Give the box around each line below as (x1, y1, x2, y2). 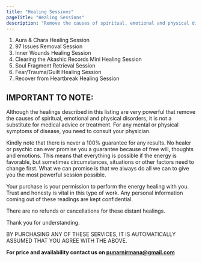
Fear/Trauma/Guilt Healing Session (14, 69, 102, 76)
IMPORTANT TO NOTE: (6, 92, 94, 102)
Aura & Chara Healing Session (14, 37, 90, 44)
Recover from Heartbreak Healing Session (14, 75, 120, 82)
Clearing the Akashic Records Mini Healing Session (14, 55, 142, 63)
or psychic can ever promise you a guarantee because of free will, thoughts (6, 146, 194, 153)
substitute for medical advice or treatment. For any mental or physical (6, 121, 179, 128)
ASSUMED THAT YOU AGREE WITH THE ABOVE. (6, 237, 127, 245)
